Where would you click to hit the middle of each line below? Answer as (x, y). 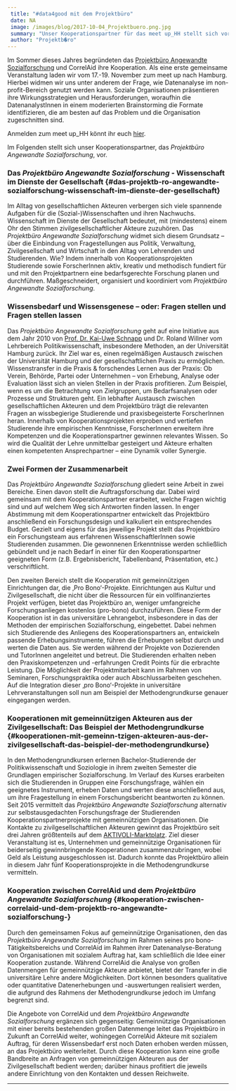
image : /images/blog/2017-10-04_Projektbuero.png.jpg (91, 27)
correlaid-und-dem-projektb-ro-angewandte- (87, 908)
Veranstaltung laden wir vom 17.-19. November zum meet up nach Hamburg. (117, 75)
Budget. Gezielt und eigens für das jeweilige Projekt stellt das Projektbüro (113, 529)
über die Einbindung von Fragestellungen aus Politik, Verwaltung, (101, 243)
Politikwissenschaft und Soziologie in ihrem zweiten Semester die (102, 768)
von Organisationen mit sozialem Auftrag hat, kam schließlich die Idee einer (117, 955)
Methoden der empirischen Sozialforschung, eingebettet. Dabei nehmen (112, 625)
